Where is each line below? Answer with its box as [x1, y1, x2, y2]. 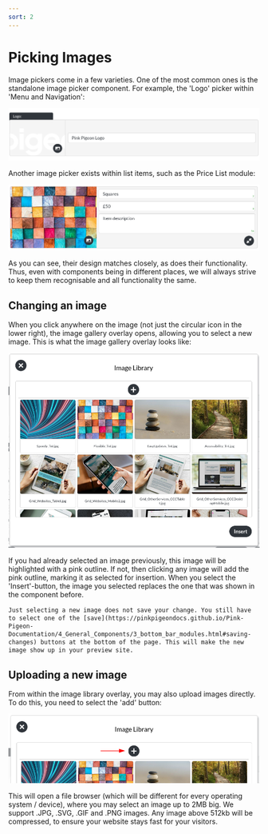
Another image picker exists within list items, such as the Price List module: [8, 169, 256, 178]
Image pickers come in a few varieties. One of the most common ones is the [8, 74, 258, 84]
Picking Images [8, 48, 112, 66]
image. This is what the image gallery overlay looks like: [8, 337, 191, 347]
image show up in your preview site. [8, 646, 134, 655]
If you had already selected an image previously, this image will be [8, 556, 227, 565]
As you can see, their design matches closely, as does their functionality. [8, 258, 248, 268]
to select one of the [8, 614, 81, 623]
